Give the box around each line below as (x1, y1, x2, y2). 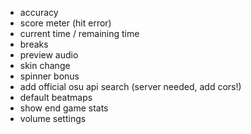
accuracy (19, 7, 59, 18)
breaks (19, 38, 49, 50)
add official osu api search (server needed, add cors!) (19, 81, 242, 92)
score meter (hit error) (19, 17, 112, 29)
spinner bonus (19, 70, 80, 82)
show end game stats (19, 102, 109, 114)
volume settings (19, 113, 87, 124)
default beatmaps (19, 92, 93, 103)
